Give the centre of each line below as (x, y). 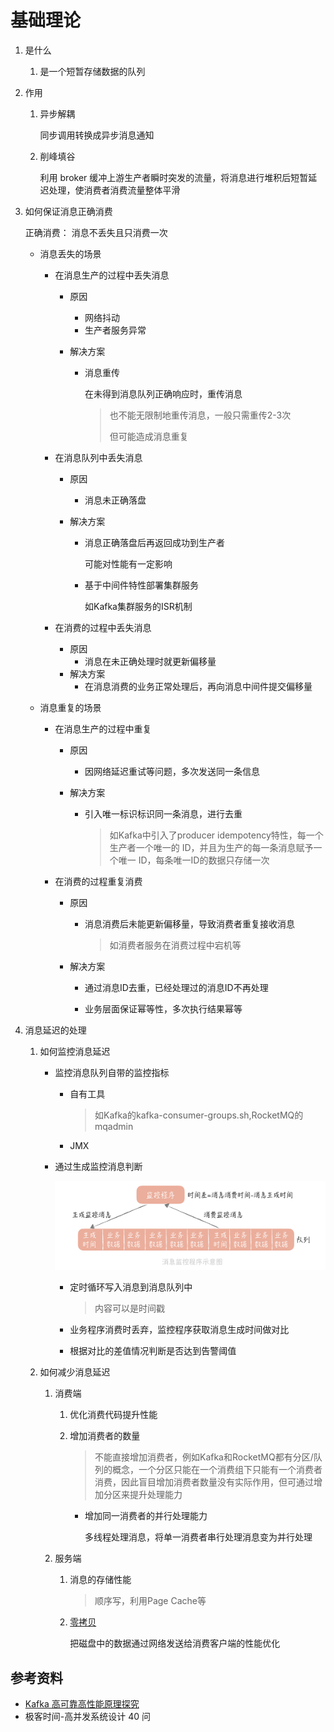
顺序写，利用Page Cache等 (150, 1601)
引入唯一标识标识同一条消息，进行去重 (163, 813)
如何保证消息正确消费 (68, 211)
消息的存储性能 (100, 1580)
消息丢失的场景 (70, 253)
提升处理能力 (156, 1495)
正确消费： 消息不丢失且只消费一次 (96, 232)
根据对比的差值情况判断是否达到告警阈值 (153, 1351)
